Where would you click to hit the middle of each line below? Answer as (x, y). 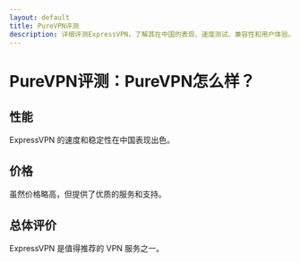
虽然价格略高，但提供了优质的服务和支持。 (88, 194)
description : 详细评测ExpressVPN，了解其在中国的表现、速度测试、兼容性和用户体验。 (152, 34)
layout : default (39, 17)
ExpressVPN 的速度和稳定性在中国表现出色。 (92, 140)
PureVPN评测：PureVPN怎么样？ (133, 81)
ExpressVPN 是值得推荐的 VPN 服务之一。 (87, 248)
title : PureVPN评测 (44, 26)
